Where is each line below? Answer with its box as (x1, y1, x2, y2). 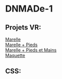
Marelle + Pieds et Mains (5, 47, 57, 53)
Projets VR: (5, 23, 41, 32)
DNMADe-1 (5, 3, 53, 15)
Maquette (5, 52, 25, 58)
